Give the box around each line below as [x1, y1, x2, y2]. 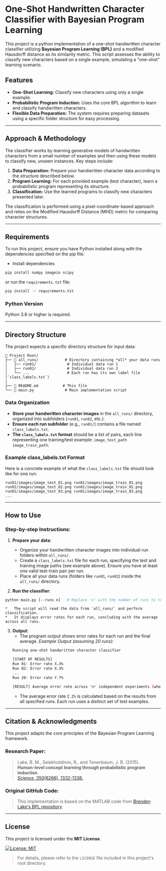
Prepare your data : [12, 537, 52, 543]
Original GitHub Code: [5, 787, 59, 794]
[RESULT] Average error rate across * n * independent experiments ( [12, 684, 155, 689]
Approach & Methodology [5, 134, 86, 143]
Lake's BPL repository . [17, 803, 63, 809]
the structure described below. [12, 173, 75, 179]
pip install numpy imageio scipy [5, 270, 74, 275]
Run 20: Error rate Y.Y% [12, 675, 64, 680]
